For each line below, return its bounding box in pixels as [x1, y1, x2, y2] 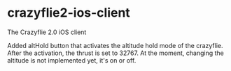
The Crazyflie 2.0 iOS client [7, 28, 87, 36]
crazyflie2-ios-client [7, 5, 131, 21]
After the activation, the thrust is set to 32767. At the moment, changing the [7, 49, 224, 57]
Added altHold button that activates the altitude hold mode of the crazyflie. [7, 41, 223, 49]
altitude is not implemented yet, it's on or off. [7, 56, 136, 64]
